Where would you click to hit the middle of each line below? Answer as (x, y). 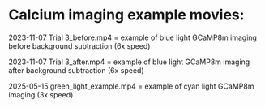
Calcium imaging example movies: (126, 15)
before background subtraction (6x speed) (79, 45)
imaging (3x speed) (41, 94)
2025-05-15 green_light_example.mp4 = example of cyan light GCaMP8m (131, 86)
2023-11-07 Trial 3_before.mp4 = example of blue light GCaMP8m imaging (133, 37)
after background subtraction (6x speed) (76, 70)
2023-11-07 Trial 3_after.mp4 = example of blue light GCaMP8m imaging (129, 62)
